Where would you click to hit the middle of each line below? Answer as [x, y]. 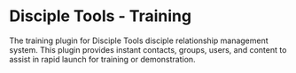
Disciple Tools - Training [101, 16]
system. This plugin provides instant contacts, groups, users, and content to [148, 49]
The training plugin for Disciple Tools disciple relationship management [139, 40]
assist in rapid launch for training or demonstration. [103, 59]
